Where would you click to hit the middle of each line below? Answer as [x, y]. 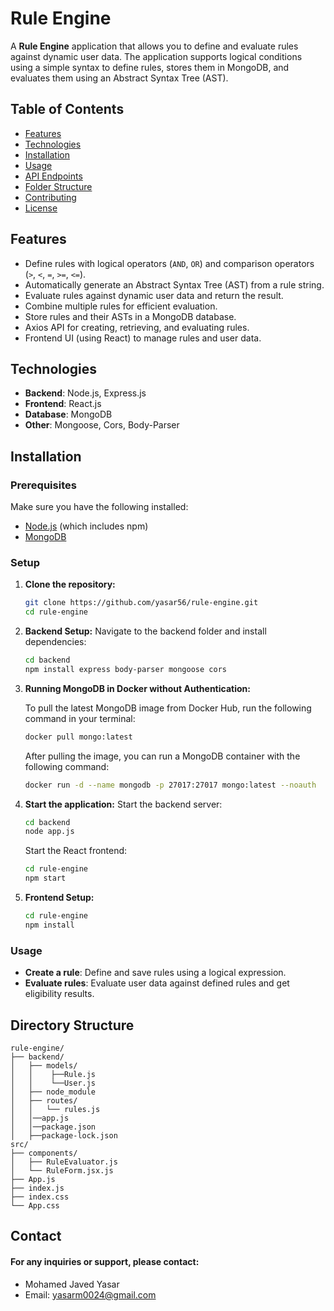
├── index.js [37, 1188]
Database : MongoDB [68, 414]
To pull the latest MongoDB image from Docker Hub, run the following [168, 708]
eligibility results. [59, 994]
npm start [45, 878]
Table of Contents [67, 109]
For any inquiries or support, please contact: [105, 1261]
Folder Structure [58, 186]
